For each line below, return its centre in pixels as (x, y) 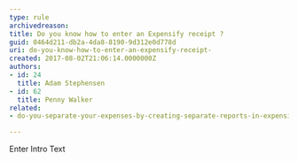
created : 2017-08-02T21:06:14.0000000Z (83, 58)
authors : (25, 67)
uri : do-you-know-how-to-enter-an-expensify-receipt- (111, 50)
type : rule (29, 17)
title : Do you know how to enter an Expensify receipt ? (117, 34)
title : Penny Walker (55, 100)
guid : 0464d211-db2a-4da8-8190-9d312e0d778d (93, 42)
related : (25, 108)
